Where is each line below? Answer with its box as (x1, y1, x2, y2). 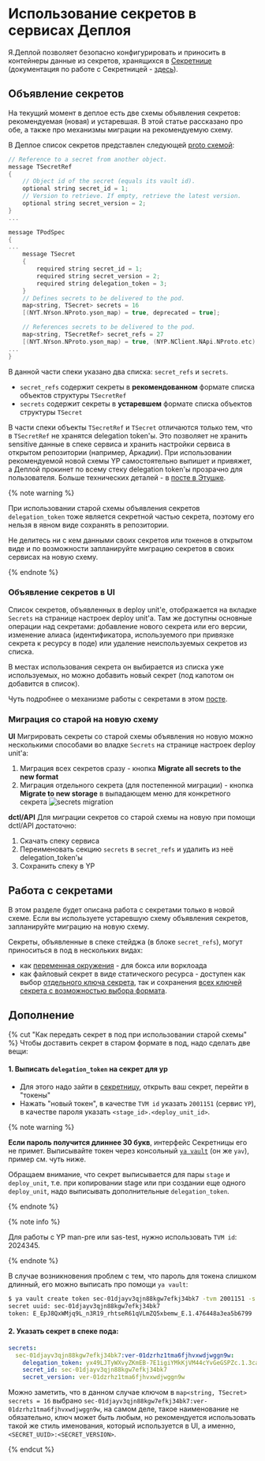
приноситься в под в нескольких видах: (8, 945, 144, 955)
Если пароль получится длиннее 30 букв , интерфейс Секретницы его (8, 1137, 248, 1147)
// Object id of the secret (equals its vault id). (22, 177, 196, 185)
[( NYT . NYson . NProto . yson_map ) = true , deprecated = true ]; (22, 309, 221, 317)
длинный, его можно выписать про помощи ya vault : (8, 1279, 188, 1289)
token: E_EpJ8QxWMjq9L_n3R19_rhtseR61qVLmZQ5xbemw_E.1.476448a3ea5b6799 (8, 1310, 252, 1318)
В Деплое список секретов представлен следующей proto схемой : (8, 140, 235, 150)
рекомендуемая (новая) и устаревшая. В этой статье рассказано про (8, 116, 243, 126)
